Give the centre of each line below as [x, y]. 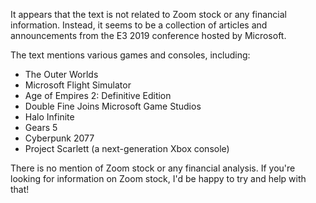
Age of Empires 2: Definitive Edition [98, 95]
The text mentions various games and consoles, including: [130, 55]
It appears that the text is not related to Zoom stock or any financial [149, 14]
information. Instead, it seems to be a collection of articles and [139, 25]
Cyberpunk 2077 [59, 138]
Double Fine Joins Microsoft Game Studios [113, 106]
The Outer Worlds [61, 74]
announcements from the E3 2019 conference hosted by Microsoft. [148, 35]
